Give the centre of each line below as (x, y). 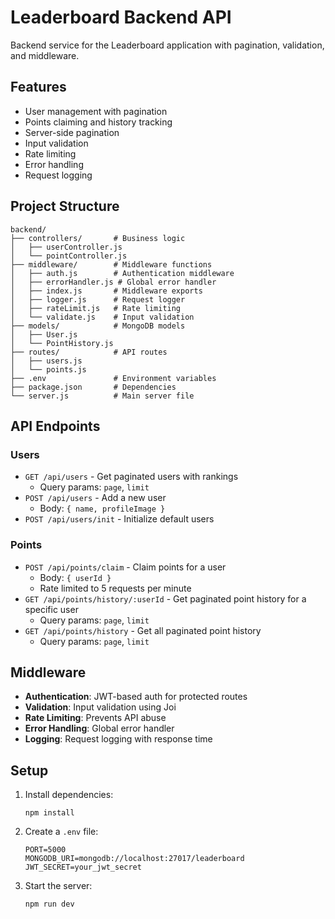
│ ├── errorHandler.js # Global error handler (113, 282)
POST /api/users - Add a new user (95, 498)
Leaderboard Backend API (121, 17)
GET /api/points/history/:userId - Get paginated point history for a (165, 598)
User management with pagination (96, 111)
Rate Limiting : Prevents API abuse (95, 718)
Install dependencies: (69, 795)
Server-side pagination (72, 132)
